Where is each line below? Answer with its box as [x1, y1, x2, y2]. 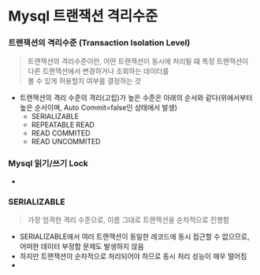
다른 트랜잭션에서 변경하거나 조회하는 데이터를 [27, 66, 169, 76]
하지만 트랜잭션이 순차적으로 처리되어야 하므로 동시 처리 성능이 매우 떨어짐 [19, 251, 247, 261]
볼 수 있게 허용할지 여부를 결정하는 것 [27, 76, 142, 86]
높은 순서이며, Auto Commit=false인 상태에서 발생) [19, 103, 177, 113]
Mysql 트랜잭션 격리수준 [8, 7, 158, 25]
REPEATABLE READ [31, 120, 95, 130]
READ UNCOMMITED [31, 137, 101, 147]
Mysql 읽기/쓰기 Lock [8, 158, 88, 169]
